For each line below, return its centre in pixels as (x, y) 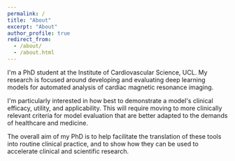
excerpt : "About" (33, 26)
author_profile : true (39, 33)
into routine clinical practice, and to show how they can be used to (103, 144)
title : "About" (29, 20)
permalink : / (26, 14)
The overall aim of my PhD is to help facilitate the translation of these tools (114, 136)
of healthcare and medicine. (48, 123)
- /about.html (34, 53)
